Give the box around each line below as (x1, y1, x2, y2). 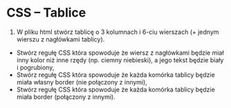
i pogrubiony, (16, 63, 55, 71)
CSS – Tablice (6, 5, 86, 21)
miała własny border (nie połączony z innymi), (16, 78, 148, 86)
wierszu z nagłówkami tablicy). (16, 35, 105, 43)
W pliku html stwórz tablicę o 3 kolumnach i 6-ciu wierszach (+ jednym (16, 28, 219, 36)
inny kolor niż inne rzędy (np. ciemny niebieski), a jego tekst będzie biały (16, 55, 224, 64)
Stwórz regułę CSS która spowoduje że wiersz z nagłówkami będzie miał (16, 48, 224, 57)
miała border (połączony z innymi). (16, 92, 115, 101)
